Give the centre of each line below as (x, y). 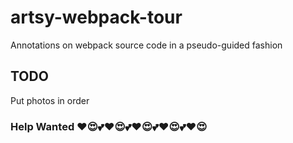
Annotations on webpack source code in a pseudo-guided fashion (146, 45)
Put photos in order (50, 100)
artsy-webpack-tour (96, 17)
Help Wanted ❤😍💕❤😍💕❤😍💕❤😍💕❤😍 (109, 126)
